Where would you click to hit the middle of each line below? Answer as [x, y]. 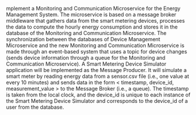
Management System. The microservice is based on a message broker [91, 15]
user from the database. [35, 107]
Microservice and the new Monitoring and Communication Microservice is [95, 45]
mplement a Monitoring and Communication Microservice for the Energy [93, 8]
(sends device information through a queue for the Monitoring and [86, 58]
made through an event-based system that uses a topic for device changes [97, 51]
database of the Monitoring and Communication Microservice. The [86, 33]
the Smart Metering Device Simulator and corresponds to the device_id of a [97, 101]
